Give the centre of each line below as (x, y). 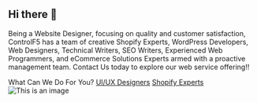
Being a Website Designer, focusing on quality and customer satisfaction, (127, 33)
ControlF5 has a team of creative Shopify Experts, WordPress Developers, (128, 42)
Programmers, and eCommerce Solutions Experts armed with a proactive (127, 58)
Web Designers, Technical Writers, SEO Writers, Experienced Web (115, 50)
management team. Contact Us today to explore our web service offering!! (129, 67)
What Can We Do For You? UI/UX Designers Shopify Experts (106, 82)
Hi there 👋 (33, 15)
